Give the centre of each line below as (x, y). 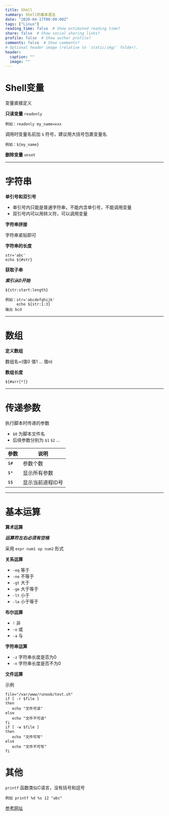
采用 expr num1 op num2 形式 (34, 549)
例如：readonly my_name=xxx (33, 124)
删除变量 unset (20, 155)
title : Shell (19, 10)
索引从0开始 (18, 281)
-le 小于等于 (25, 602)
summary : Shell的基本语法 (30, 15)
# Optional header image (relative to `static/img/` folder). (72, 47)
